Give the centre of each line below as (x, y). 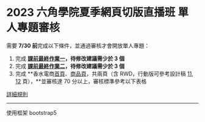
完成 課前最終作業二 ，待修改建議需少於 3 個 (70, 66)
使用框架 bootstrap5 (31, 112)
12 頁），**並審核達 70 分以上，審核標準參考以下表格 (81, 81)
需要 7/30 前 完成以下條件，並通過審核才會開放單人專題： (78, 46)
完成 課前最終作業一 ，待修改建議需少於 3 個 (70, 58)
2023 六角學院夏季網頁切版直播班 (91, 12)
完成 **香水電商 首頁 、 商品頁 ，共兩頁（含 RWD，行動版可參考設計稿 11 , (104, 73)
